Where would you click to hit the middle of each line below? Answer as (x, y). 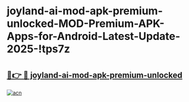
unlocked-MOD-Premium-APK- (86, 24)
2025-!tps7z (39, 49)
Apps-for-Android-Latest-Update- (94, 36)
